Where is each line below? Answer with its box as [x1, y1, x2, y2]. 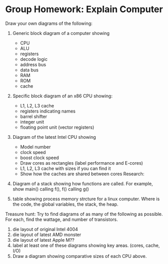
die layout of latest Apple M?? [12, 237, 75, 243]
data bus [20, 67, 39, 73]
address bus [20, 61, 47, 67]
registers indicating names [20, 108, 76, 114]
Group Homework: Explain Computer [5, 4, 163, 15]
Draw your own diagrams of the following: [5, 20, 93, 26]
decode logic [20, 56, 48, 62]
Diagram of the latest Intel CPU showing [12, 134, 96, 140]
